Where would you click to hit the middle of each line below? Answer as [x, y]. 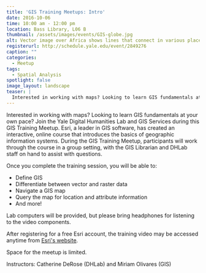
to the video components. [39, 222]
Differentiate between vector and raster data [71, 184]
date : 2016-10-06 [29, 18]
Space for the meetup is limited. [47, 252]
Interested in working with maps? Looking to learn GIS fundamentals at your [102, 114]
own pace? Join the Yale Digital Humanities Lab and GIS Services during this [103, 121]
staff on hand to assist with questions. [54, 154]
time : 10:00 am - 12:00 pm [41, 23]
